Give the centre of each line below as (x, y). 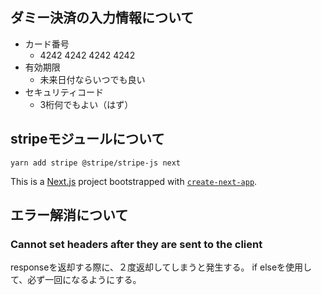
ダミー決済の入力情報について (102, 18)
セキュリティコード (64, 92)
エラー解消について (69, 215)
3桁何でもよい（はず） (86, 104)
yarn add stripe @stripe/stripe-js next (96, 163)
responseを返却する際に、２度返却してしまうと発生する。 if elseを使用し (161, 267)
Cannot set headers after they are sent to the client (136, 244)
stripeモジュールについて (87, 139)
